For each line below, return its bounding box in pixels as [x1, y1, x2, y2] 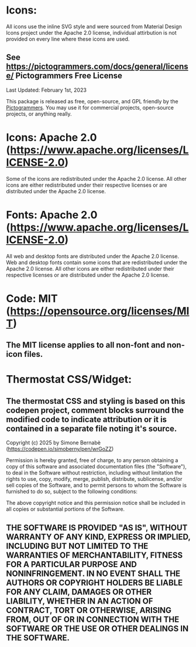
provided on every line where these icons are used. [6, 35, 130, 42]
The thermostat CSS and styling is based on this [6, 396, 185, 406]
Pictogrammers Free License [15, 71, 123, 81]
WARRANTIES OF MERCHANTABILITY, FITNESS [6, 550, 183, 560]
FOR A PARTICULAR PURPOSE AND [6, 559, 137, 570]
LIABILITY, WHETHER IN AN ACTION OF [6, 596, 153, 606]
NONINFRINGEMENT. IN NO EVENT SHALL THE [6, 568, 181, 578]
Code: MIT [6, 292, 58, 305]
